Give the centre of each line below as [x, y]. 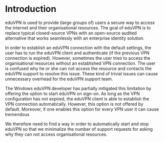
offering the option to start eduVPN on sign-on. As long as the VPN [72, 94]
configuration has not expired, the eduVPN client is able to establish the [77, 98]
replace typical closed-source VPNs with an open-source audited [71, 33]
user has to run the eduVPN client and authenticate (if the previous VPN [77, 53]
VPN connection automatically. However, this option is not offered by [74, 104]
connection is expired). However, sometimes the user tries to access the [78, 58]
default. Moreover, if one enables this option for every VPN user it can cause [82, 109]
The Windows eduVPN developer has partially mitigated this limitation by [78, 88]
